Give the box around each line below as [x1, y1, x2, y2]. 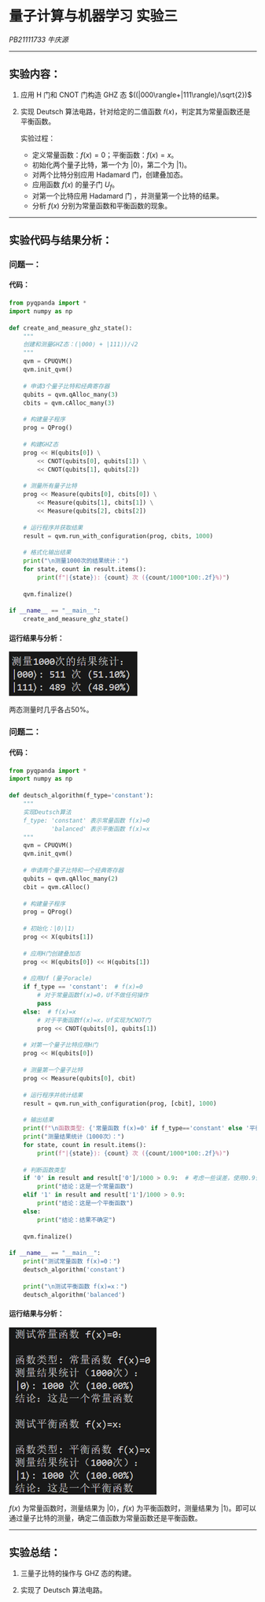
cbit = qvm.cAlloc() [23, 883, 90, 891]
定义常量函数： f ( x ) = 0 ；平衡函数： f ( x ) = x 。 [31, 150, 179, 159]
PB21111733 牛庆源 [9, 35, 69, 44]
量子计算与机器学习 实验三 [9, 7, 178, 25]
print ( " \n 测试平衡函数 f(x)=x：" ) [23, 1283, 128, 1290]
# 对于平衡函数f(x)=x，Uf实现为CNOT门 [37, 1016, 152, 1024]
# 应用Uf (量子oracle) [23, 975, 93, 983]
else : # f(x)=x [23, 1007, 77, 1016]
